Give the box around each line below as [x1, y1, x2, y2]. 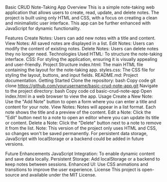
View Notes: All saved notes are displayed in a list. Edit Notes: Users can [5, 40, 154, 46]
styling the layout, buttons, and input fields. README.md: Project [5, 72, 138, 78]
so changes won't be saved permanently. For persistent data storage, [5, 131, 148, 136]
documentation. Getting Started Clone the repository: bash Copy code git [5, 77, 156, 83]
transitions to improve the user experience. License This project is [5, 167, 141, 173]
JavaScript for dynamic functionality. [5, 25, 81, 31]
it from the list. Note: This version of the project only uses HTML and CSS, [5, 125, 157, 131]
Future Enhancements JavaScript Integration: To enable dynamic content [5, 151, 155, 157]
